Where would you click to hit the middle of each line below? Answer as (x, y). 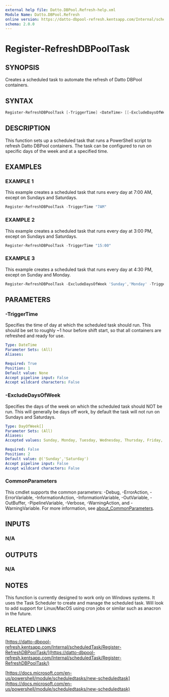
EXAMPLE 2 (20, 220)
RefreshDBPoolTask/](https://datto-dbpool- (50, 653)
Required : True (21, 363)
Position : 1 (18, 368)
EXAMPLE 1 (20, 181)
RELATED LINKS (31, 630)
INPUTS (18, 524)
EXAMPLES (23, 167)
